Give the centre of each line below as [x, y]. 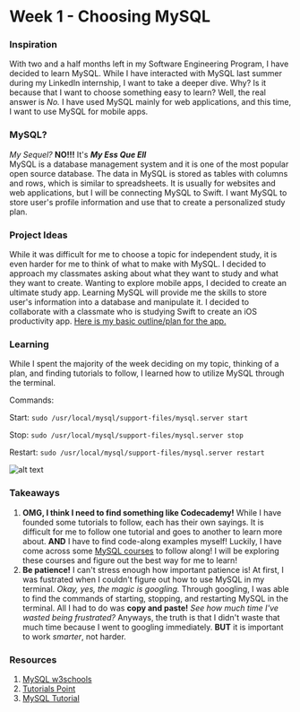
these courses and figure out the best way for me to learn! [129, 560]
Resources [33, 659]
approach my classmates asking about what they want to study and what [144, 274]
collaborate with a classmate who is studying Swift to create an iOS [133, 312]
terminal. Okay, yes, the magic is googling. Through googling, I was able [155, 588]
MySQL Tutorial [51, 698]
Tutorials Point [49, 689]
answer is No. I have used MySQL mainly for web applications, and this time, [150, 102]
